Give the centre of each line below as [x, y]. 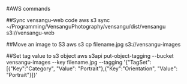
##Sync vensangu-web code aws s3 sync [58, 20]
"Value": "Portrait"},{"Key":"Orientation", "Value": [117, 69]
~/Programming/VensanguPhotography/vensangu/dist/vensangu [86, 27]
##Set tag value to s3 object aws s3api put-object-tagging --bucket [90, 56]
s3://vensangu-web [31, 33]
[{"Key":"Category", [31, 69]
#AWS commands [28, 9]
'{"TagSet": [138, 62]
